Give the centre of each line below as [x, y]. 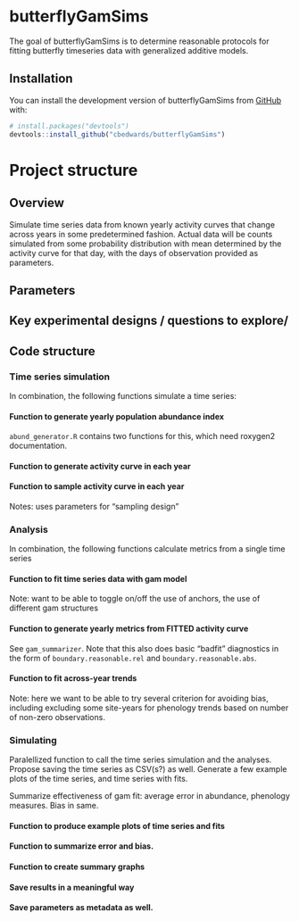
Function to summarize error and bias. [82, 846]
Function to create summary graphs [77, 867]
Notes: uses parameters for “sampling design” [94, 506]
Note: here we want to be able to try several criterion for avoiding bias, [139, 698]
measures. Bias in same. [54, 806]
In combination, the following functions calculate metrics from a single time [147, 549]
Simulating [33, 740]
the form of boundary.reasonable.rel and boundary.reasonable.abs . [133, 658]
